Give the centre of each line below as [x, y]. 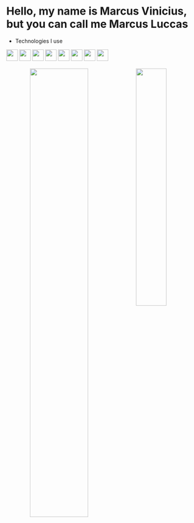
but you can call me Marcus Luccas [97, 24]
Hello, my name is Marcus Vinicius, [97, 11]
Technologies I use [39, 41]
